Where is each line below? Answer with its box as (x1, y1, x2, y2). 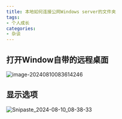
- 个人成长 (6, 20, 30, 26)
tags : (6, 14, 20, 20)
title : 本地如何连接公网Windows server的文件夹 (6, 8, 117, 15)
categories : (6, 25, 36, 32)
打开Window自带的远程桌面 (6, 54, 109, 65)
